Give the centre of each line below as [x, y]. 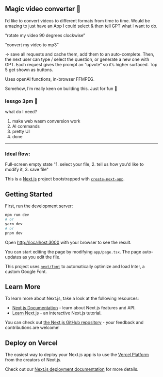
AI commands [26, 126]
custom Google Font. [26, 271]
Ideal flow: [18, 154]
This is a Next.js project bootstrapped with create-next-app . [65, 179]
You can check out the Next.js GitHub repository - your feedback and [74, 323]
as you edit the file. [41, 257]
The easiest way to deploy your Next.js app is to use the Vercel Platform [77, 355]
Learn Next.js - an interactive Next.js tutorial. [57, 313]
